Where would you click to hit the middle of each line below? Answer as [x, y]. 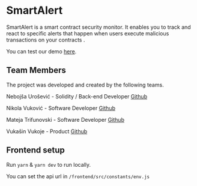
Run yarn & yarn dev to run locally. [49, 164]
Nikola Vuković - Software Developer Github [61, 108]
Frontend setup [35, 150]
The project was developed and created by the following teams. [85, 85]
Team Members [36, 70]
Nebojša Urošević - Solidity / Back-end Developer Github [77, 96]
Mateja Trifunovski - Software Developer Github [65, 119]
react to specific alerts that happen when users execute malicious [88, 33]
